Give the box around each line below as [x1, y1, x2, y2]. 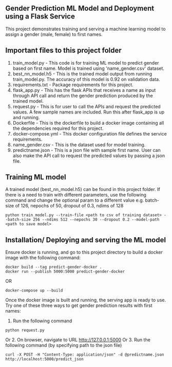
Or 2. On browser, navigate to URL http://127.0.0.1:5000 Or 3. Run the [5, 337, 150, 343]
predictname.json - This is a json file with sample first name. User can [12, 147, 161, 153]
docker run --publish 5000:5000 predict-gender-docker [5, 269, 125, 274]
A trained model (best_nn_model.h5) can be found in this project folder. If [5, 186, 160, 192]
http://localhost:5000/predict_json [5, 357, 84, 362]
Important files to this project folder [5, 46, 122, 55]
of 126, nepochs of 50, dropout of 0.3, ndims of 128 [15, 203, 124, 209]
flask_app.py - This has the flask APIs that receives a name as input [12, 87, 156, 93]
